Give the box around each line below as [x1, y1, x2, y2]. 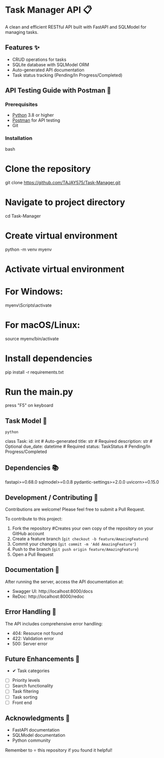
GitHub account [12, 530, 44, 536]
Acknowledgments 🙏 [5, 714, 70, 723]
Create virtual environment [5, 230, 118, 241]
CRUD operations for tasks [12, 56, 67, 62]
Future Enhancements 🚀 [5, 654, 80, 663]
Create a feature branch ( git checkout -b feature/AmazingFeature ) [12, 536, 149, 541]
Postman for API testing [12, 117, 60, 123]
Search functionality [12, 683, 53, 689]
